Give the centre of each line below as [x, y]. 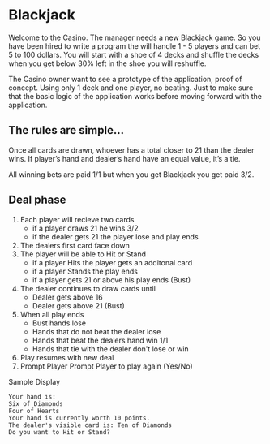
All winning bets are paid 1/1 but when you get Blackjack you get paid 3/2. [131, 174]
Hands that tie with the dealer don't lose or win [110, 349]
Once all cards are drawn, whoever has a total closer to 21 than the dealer [131, 150]
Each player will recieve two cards [77, 219]
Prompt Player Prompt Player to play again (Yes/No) [106, 366]
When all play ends [52, 314]
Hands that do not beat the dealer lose [96, 331]
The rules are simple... [66, 130]
